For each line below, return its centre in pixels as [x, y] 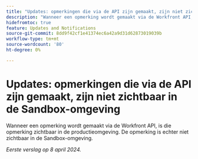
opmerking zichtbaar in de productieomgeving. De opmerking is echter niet [98, 132]
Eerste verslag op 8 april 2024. [44, 149]
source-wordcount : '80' [35, 45]
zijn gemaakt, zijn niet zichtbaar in [92, 96]
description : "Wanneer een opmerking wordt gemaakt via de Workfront [93, 17]
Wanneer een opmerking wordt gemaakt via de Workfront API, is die [89, 125]
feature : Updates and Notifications [51, 28]
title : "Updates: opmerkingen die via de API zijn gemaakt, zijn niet [95, 11]
